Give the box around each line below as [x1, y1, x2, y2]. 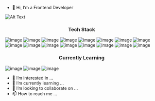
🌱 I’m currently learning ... [12, 80, 64, 86]
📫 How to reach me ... [12, 90, 57, 97]
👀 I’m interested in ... [12, 75, 53, 81]
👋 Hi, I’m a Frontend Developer [12, 5, 74, 10]
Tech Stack [68, 26, 96, 33]
